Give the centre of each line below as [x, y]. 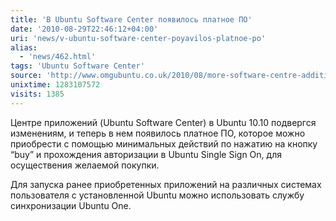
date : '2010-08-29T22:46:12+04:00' [84, 29]
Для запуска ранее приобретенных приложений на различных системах [166, 184]
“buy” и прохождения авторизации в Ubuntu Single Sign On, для [146, 154]
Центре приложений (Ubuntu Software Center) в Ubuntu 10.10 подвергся [163, 122]
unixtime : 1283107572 [55, 85]
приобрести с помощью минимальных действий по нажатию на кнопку [164, 143]
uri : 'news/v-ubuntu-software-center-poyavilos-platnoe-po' [138, 38]
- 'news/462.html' [58, 57]
